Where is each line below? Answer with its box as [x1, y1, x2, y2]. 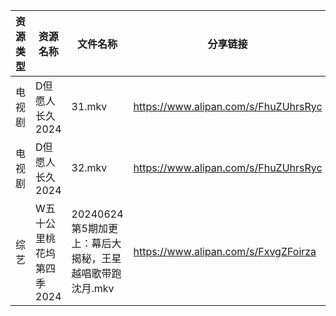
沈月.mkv [71, 282, 115, 295]
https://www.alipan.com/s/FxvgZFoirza [133, 245, 317, 258]
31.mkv [71, 100, 108, 113]
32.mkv [71, 161, 108, 174]
